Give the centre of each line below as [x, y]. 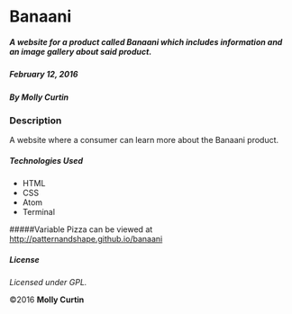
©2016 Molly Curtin [47, 300]
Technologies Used [46, 160]
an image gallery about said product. [81, 51]
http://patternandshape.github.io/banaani [86, 239]
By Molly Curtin [39, 97]
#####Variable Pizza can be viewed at [81, 229]
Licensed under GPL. [48, 283]
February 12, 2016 [44, 75]
